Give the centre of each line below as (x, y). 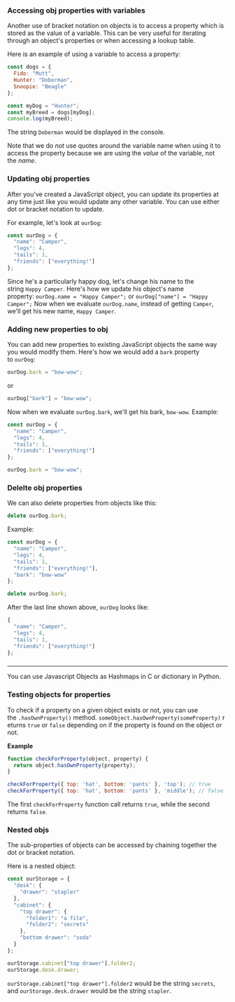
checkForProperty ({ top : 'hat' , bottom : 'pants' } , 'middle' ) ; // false (115, 791)
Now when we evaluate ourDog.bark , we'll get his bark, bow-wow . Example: (113, 411)
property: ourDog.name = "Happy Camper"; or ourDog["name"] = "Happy (108, 296)
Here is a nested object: (42, 866)
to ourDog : (21, 359)
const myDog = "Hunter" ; (43, 106)
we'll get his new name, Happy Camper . (62, 311)
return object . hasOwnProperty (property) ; (75, 765)
